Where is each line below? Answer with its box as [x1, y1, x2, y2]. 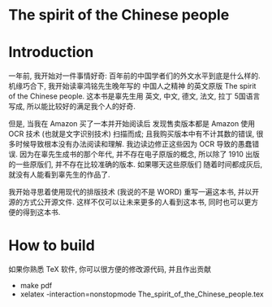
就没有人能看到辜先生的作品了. [8, 169, 111, 180]
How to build [8, 236, 95, 255]
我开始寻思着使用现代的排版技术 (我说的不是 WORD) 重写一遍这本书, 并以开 [8, 187, 260, 197]
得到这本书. [22, 208, 61, 217]
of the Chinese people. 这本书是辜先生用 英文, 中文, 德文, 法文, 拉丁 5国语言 [8, 91, 261, 101]
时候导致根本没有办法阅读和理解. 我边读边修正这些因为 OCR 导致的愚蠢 [15, 139, 253, 149]
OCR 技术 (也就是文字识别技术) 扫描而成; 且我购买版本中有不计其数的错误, [8, 129, 255, 139]
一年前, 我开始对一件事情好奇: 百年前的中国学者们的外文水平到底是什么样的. [8, 71, 261, 81]
